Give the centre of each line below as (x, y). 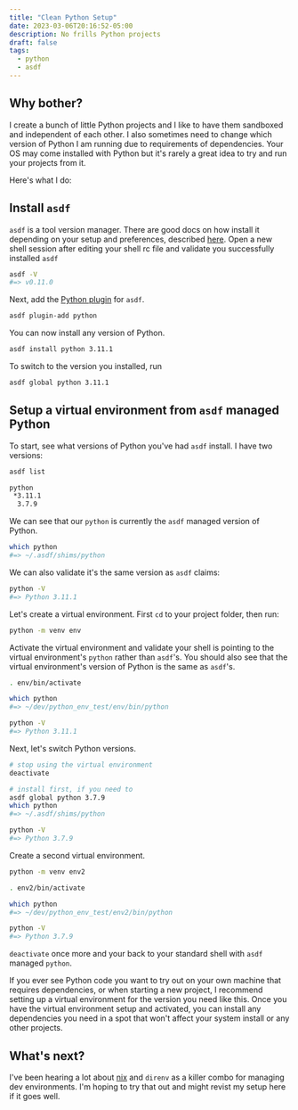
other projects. (36, 1028)
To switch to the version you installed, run (86, 366)
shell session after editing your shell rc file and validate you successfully (142, 248)
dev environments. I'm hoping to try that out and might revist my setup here (148, 1087)
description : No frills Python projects (85, 34)
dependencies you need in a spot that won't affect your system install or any (149, 1018)
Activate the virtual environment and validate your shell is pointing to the (141, 647)
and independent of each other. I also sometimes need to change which (141, 134)
